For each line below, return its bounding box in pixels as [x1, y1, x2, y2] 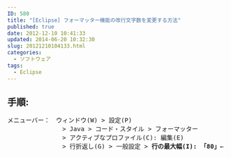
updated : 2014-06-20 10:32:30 [7, 36, 96, 43]
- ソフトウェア [13, 56, 52, 63]
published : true [7, 23, 54, 30]
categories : [7, 50, 42, 57]
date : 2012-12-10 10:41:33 [7, 29, 86, 37]
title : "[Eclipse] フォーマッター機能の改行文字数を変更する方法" [7, 17, 181, 24]
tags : [7, 62, 23, 69]
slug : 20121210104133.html [7, 43, 86, 50]
